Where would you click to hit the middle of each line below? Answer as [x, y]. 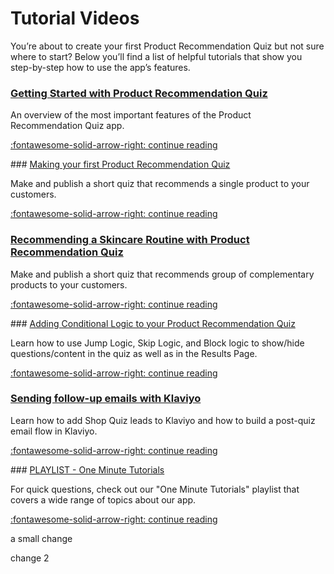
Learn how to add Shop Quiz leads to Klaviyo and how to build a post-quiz [163, 420]
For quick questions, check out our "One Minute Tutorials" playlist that [155, 489]
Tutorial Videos [75, 18]
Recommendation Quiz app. [67, 126]
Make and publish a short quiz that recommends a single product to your [160, 184]
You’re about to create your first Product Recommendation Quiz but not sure [167, 46]
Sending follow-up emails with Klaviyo [106, 399]
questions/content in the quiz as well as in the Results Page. [134, 353]
